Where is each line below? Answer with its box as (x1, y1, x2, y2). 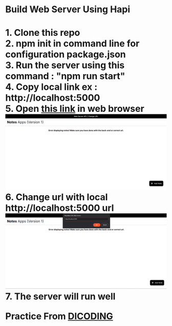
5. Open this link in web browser (5, 103, 144, 114)
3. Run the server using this (5, 60, 125, 71)
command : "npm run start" (5, 71, 125, 82)
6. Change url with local (5, 191, 108, 203)
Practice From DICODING (5, 310, 114, 322)
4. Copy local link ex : (5, 81, 98, 93)
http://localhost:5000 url (5, 202, 114, 214)
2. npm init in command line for (5, 38, 140, 50)
